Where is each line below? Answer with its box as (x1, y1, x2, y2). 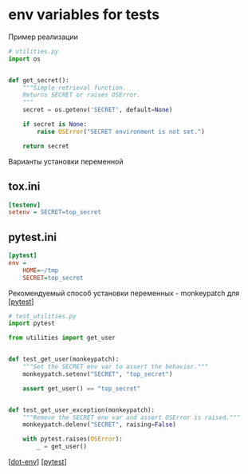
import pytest (8, 319, 56, 328)
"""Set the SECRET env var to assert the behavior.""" (22, 363, 209, 371)
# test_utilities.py (8, 312, 77, 320)
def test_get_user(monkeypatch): (8, 355, 120, 364)
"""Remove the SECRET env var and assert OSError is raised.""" (22, 413, 241, 421)
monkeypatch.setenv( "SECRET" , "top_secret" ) (22, 369, 173, 378)
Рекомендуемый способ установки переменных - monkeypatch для (8, 288, 240, 298)
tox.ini (8, 180, 41, 193)
